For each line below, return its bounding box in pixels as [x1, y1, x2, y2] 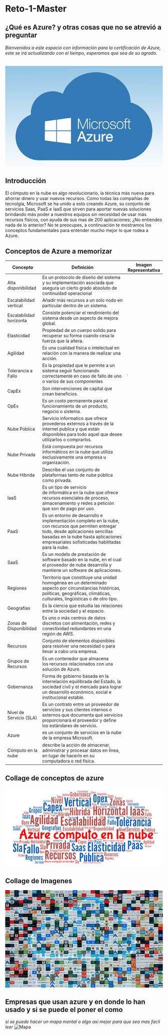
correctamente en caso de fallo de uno [42, 373, 122, 379]
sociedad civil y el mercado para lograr [42, 684, 122, 690]
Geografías [7, 605, 30, 611]
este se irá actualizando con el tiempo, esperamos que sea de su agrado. [5, 50, 157, 56]
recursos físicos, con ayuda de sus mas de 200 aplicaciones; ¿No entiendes [5, 217, 162, 223]
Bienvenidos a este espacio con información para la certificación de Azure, [5, 45, 161, 51]
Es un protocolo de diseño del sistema [42, 274, 121, 281]
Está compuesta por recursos [42, 444, 103, 450]
